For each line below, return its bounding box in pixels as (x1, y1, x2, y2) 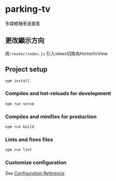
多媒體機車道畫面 (5, 20, 40, 26)
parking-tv (5, 3, 51, 15)
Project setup (5, 65, 48, 74)
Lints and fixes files (5, 136, 54, 143)
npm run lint (5, 147, 32, 152)
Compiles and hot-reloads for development (5, 90, 112, 97)
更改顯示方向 (5, 36, 45, 45)
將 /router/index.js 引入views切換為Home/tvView (5, 51, 108, 57)
